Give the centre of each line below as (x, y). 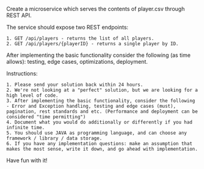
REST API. (19, 15)
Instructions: (22, 73)
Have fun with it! (27, 160)
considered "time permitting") (46, 117)
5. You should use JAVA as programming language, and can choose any (97, 133)
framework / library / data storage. (54, 138)
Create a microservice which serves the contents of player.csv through (96, 9)
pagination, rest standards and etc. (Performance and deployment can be (102, 111)
